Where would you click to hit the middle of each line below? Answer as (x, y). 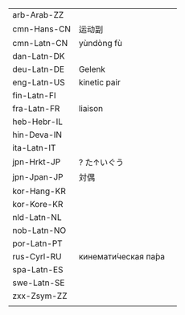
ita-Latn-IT (34, 148)
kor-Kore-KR (38, 204)
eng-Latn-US (39, 82)
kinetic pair (99, 82)
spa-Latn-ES (38, 269)
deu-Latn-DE (39, 69)
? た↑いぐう (101, 162)
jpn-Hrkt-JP (37, 162)
